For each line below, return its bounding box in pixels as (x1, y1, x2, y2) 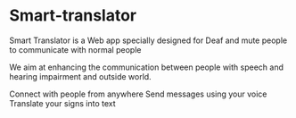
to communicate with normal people (9, 44, 142, 55)
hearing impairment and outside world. (9, 71, 152, 81)
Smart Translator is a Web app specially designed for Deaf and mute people (9, 35, 288, 46)
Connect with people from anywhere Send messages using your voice (9, 88, 267, 99)
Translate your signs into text (9, 97, 116, 108)
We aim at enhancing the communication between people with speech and (9, 62, 284, 72)
